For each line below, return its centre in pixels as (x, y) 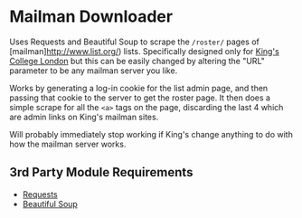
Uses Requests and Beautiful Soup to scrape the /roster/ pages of (134, 42)
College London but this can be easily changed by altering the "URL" (137, 61)
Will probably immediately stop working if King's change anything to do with (151, 134)
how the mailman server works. (68, 144)
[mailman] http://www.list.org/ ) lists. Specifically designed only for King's (145, 51)
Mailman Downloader (91, 17)
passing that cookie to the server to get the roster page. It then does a (140, 98)
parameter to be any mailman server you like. (94, 71)
